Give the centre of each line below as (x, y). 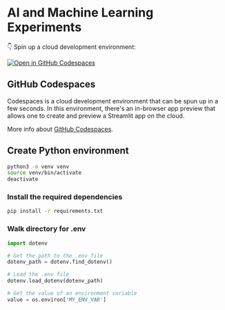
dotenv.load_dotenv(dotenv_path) (55, 281)
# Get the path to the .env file (55, 256)
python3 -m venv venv (38, 167)
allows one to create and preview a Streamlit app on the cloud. (96, 116)
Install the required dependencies (65, 197)
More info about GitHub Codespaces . (60, 129)
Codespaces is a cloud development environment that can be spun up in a (113, 101)
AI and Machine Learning (80, 13)
